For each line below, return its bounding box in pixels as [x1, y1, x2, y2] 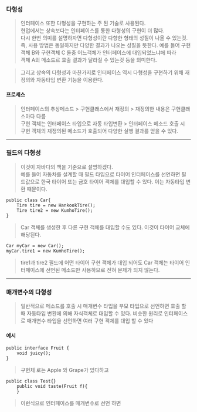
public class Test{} [6, 378, 57, 384]
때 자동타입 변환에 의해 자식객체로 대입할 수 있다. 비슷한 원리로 [20, 310, 163, 317]
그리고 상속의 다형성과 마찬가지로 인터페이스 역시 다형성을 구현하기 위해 [20, 69, 184, 76]
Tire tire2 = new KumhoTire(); [16, 207, 93, 213]
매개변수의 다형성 [6, 288, 52, 296]
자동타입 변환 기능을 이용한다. [36, 77, 104, 84]
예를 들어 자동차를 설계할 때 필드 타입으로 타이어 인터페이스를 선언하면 [20, 171, 181, 178]
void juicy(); [16, 350, 51, 357]
